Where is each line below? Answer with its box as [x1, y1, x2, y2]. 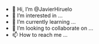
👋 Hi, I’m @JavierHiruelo [11, 6, 73, 12]
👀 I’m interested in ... [11, 12, 63, 19]
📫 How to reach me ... [11, 32, 68, 38]
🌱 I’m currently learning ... [11, 18, 76, 25]
